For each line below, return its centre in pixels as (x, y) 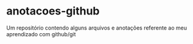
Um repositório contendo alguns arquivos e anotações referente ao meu (97, 28)
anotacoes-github (53, 11)
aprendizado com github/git (41, 34)
